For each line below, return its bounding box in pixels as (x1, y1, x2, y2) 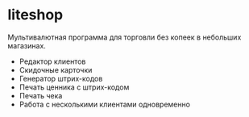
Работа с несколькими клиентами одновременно (19, 99, 191, 109)
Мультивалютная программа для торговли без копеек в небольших (7, 32, 242, 42)
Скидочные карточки (19, 65, 93, 74)
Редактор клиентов (19, 56, 86, 66)
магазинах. (7, 40, 46, 50)
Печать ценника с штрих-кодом (19, 82, 130, 92)
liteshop (7, 6, 64, 24)
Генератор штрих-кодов (19, 73, 103, 83)
